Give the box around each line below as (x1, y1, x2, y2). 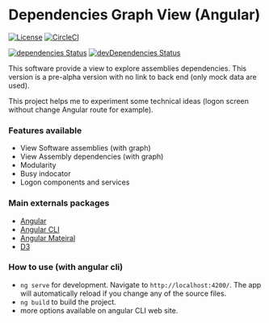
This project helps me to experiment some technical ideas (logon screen (8, 96, 249, 106)
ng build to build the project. (19, 296, 117, 307)
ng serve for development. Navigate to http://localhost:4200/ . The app (19, 280, 262, 289)
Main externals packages (8, 197, 110, 209)
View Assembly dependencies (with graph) (19, 151, 164, 162)
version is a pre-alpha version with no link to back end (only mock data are (8, 72, 257, 81)
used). (8, 81, 30, 90)
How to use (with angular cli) (8, 262, 124, 273)
